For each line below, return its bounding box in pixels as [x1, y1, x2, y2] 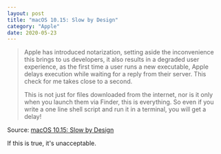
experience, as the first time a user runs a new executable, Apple [23, 63, 209, 71]
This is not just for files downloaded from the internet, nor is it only [23, 91, 213, 99]
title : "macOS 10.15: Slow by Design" [7, 16, 118, 23]
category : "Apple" [7, 23, 60, 30]
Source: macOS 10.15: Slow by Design [7, 126, 114, 134]
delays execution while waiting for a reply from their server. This [23, 70, 207, 78]
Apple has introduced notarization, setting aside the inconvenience [23, 48, 215, 56]
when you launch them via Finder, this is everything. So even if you [23, 98, 214, 107]
